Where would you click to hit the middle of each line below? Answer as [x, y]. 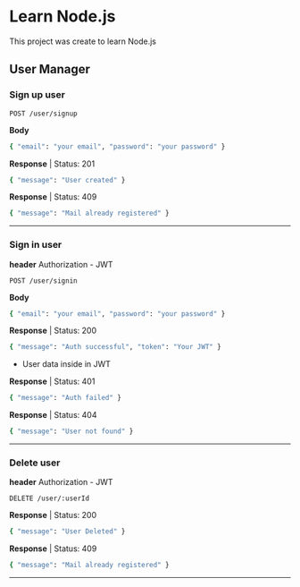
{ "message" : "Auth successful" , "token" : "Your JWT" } [115, 347]
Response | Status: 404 [53, 415]
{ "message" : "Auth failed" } [66, 398]
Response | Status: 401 [52, 381]
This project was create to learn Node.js [83, 41]
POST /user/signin [43, 281]
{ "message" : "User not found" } [71, 431]
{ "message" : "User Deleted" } [67, 532]
